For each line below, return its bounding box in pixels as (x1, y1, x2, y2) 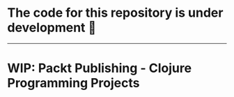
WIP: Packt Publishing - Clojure (7, 61, 192, 76)
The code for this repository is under (7, 5, 224, 21)
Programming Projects (7, 75, 140, 91)
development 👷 (7, 20, 97, 36)
